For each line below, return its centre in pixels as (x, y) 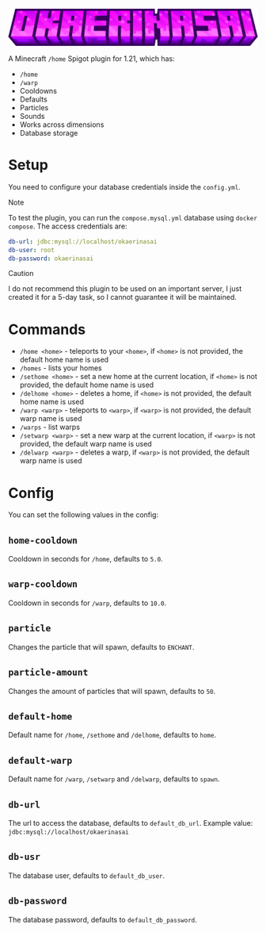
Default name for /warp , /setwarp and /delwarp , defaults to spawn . (114, 779)
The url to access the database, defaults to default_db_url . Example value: (131, 823)
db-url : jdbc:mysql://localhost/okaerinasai (83, 242)
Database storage (49, 132)
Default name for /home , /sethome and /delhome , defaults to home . (112, 735)
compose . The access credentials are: (68, 226)
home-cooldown (43, 540)
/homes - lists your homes (61, 368)
